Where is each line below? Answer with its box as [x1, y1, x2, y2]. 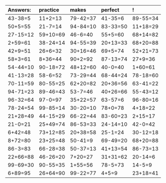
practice [39, 7, 59, 13]
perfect [101, 7, 120, 13]
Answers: [8, 7, 31, 13]
